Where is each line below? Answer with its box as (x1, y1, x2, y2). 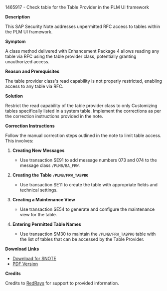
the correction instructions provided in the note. (5, 113, 103, 119)
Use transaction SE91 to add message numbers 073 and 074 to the (19, 157, 157, 163)
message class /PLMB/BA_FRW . (19, 162, 80, 168)
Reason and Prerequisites (5, 68, 60, 74)
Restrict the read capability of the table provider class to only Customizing (5, 103, 158, 109)
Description (5, 14, 30, 19)
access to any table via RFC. (5, 83, 64, 89)
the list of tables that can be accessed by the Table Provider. (19, 236, 145, 242)
